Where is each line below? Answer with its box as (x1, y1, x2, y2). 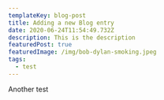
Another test (8, 84, 49, 94)
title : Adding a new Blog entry (8, 19, 114, 27)
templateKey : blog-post (8, 11, 87, 20)
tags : (8, 56, 26, 64)
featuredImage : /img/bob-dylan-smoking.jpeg (8, 48, 157, 56)
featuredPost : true (8, 41, 73, 49)
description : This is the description (8, 33, 136, 42)
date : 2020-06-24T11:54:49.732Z (8, 26, 114, 34)
